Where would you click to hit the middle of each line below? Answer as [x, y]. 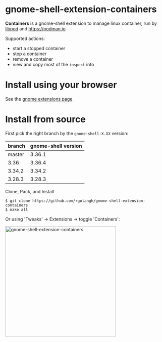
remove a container [33, 59]
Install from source [45, 119]
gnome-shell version [56, 146]
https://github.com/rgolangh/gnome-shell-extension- [89, 201]
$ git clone [18, 201]
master [16, 154]
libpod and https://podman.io [35, 28]
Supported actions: [25, 38]
